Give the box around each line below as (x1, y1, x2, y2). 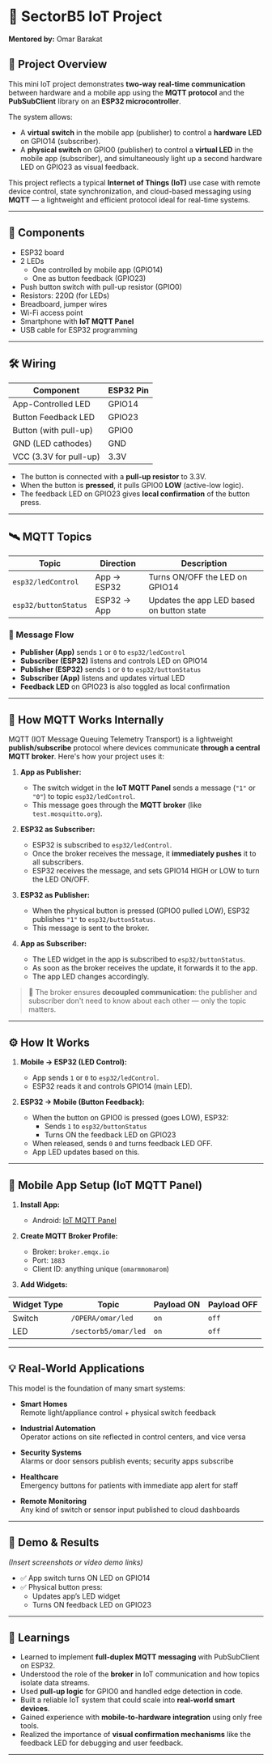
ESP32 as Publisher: (19, 890, 91, 900)
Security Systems (19, 1447, 83, 1457)
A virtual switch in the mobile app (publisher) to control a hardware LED (19, 127, 262, 137)
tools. (19, 1721, 39, 1731)
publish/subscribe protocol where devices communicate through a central (8, 743, 261, 753)
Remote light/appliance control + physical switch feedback (19, 1408, 216, 1417)
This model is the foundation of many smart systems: (8, 1383, 186, 1393)
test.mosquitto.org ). (32, 809, 103, 818)
